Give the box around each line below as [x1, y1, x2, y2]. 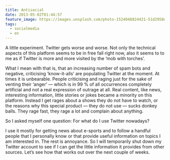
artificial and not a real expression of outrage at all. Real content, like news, [5, 87, 162, 92]
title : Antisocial [5, 7, 44, 13]
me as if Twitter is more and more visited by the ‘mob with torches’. [5, 56, 145, 61]
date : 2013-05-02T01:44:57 [5, 12, 62, 17]
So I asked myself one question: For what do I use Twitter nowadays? [5, 118, 150, 124]
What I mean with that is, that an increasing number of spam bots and [5, 65, 151, 71]
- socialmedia [10, 26, 39, 31]
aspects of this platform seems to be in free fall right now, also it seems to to [5, 50, 164, 56]
